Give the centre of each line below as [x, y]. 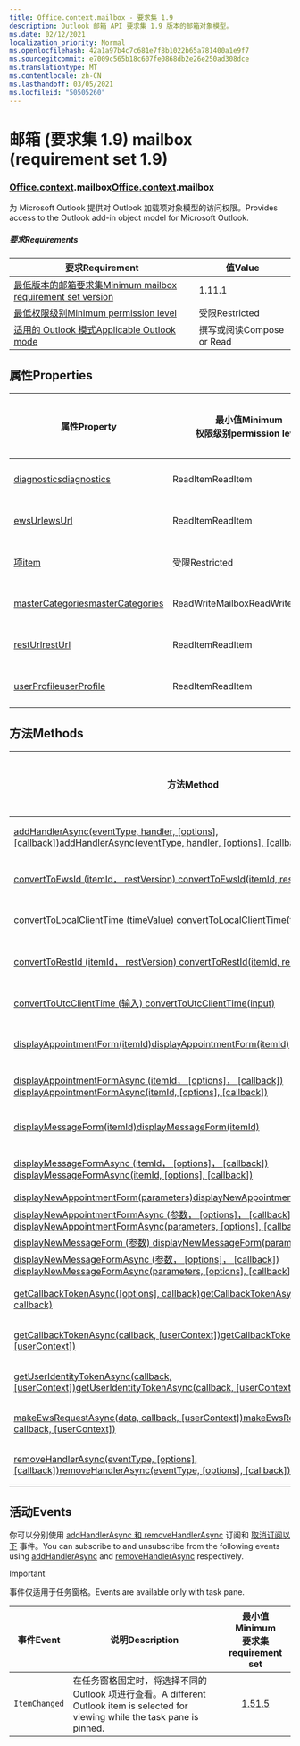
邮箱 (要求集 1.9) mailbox [101, 139]
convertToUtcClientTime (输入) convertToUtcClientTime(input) [144, 1003]
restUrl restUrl [42, 644]
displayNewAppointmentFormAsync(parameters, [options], [137, 1226]
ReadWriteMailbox [211, 603]
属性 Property [89, 426]
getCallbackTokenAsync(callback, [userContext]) [117, 1334]
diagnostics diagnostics [62, 479]
